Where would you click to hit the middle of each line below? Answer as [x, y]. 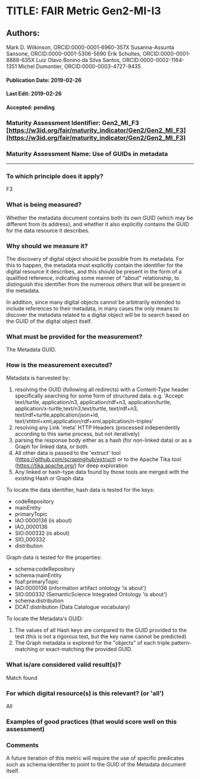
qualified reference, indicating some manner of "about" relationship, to [93, 278]
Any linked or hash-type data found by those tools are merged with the [101, 472]
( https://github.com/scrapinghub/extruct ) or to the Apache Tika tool [98, 459]
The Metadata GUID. [31, 350]
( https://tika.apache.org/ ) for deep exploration [71, 466]
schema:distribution [39, 601]
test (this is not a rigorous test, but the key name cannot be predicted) [101, 636]
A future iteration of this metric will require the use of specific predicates [95, 758]
